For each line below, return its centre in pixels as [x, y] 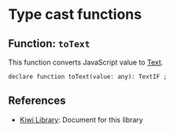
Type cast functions [75, 15]
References [37, 101]
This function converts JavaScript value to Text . [86, 62]
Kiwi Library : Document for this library [81, 119]
